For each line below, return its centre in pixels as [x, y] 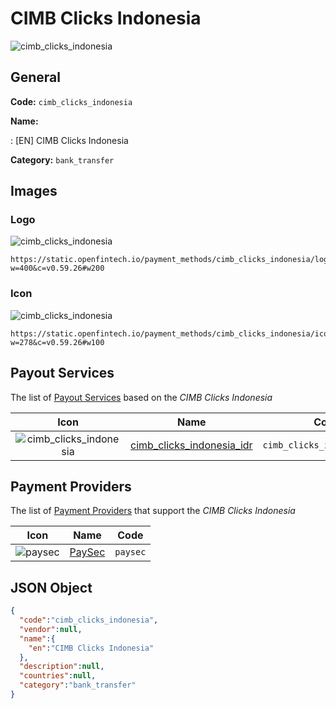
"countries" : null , [58, 676]
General [36, 77]
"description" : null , [62, 667]
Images [34, 191]
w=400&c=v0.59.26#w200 [57, 268]
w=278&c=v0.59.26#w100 [57, 342]
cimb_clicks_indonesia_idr [191, 445]
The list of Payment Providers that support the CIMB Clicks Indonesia [153, 511]
